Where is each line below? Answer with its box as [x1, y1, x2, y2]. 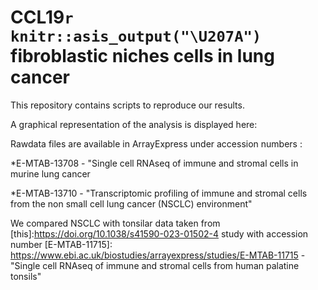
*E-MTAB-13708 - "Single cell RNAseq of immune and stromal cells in [10, 157, 299, 169]
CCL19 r [10, 6, 74, 29]
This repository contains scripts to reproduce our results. [10, 99, 245, 111]
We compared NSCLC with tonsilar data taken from [10, 217, 221, 229]
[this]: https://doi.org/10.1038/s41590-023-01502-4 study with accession [10, 227, 309, 240]
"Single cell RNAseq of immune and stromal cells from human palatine [10, 259, 300, 271]
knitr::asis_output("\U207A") [10, 27, 262, 46]
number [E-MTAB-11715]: [10, 238, 113, 250]
